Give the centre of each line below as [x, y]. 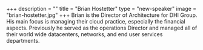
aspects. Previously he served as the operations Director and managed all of [102, 28]
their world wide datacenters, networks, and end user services [85, 34]
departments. [23, 41]
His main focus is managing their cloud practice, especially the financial [96, 21]
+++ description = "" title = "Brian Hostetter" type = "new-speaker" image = [101, 9]
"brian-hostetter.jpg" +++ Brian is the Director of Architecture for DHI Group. [102, 15]
